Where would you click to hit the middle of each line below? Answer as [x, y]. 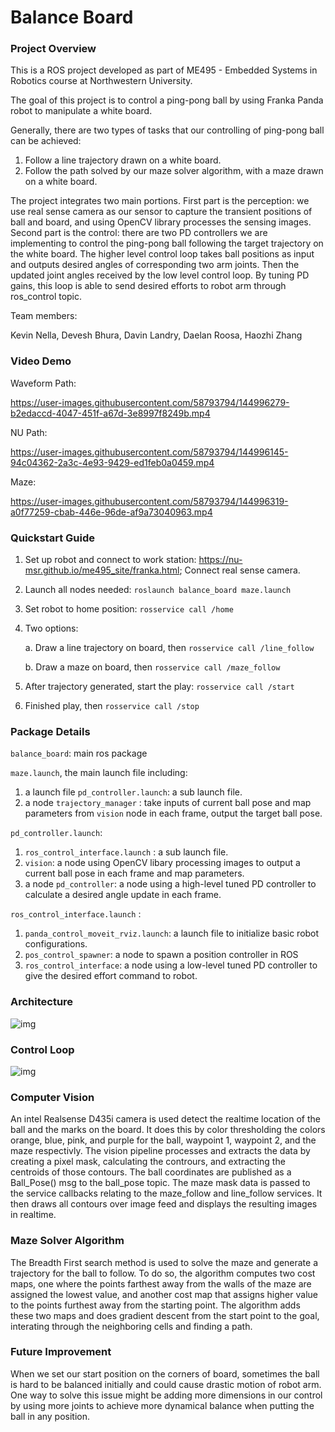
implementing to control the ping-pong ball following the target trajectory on [167, 243]
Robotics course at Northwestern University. [101, 81]
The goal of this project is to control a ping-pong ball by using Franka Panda [167, 100]
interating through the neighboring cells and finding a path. [131, 1326]
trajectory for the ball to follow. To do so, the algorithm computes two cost [163, 1273]
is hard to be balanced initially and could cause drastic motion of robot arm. [166, 1384]
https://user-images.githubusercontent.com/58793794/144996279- [150, 402]
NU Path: [29, 432]
